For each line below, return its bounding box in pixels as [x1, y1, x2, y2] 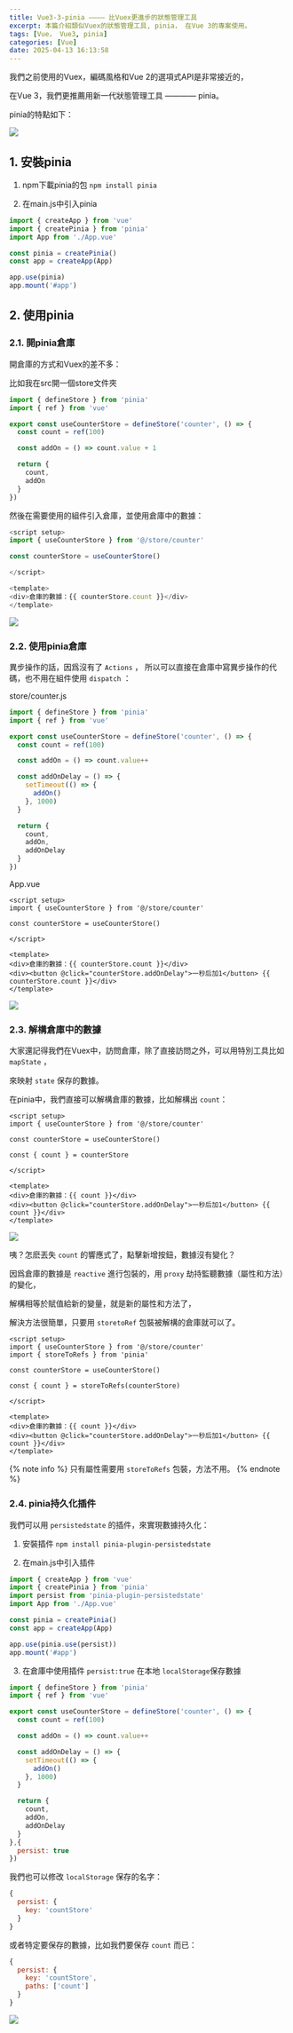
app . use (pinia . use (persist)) [9, 1640, 117, 1649]
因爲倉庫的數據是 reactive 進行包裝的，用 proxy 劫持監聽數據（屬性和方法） [9, 1269, 288, 1279]
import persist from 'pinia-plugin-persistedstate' [9, 1591, 204, 1601]
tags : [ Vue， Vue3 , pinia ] [9, 29, 108, 38]
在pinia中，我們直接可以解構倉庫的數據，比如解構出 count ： [9, 1094, 228, 1105]
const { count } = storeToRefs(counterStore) [9, 1381, 180, 1390]
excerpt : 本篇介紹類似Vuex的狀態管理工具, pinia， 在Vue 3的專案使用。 [9, 21, 251, 30]
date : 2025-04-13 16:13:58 [9, 46, 109, 55]
